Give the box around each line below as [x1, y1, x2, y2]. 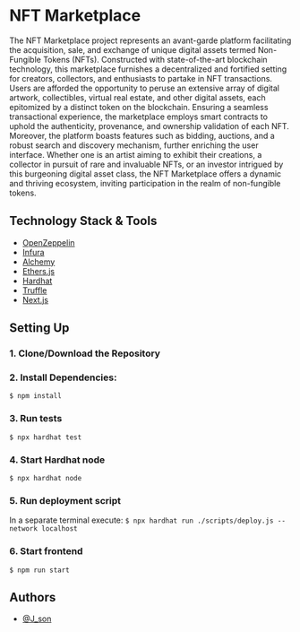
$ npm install [9, 392, 63, 401]
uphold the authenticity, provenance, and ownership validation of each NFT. [9, 120, 289, 131]
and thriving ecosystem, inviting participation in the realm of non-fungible [9, 177, 281, 188]
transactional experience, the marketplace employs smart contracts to [9, 111, 269, 122]
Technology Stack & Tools [9, 213, 158, 229]
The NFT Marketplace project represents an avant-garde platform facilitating [9, 35, 292, 46]
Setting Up [9, 320, 70, 336]
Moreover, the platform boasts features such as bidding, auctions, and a [9, 130, 275, 141]
